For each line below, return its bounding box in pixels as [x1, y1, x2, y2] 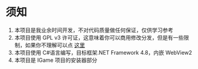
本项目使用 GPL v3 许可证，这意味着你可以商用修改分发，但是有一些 [14, 34, 184, 41]
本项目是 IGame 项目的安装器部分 [14, 56, 98, 64]
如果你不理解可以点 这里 [25, 41, 85, 49]
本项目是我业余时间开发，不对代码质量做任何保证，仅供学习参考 [14, 26, 173, 34]
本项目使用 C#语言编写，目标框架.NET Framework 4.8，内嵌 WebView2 [14, 49, 193, 56]
